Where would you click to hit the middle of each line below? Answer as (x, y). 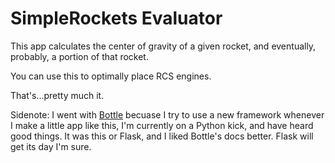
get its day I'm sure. (51, 146)
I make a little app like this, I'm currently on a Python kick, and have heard (162, 125)
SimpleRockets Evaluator (116, 18)
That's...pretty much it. (57, 95)
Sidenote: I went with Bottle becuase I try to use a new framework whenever (167, 114)
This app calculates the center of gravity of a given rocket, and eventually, (163, 46)
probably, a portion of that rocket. (79, 56)
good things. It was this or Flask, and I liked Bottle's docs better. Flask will (162, 136)
